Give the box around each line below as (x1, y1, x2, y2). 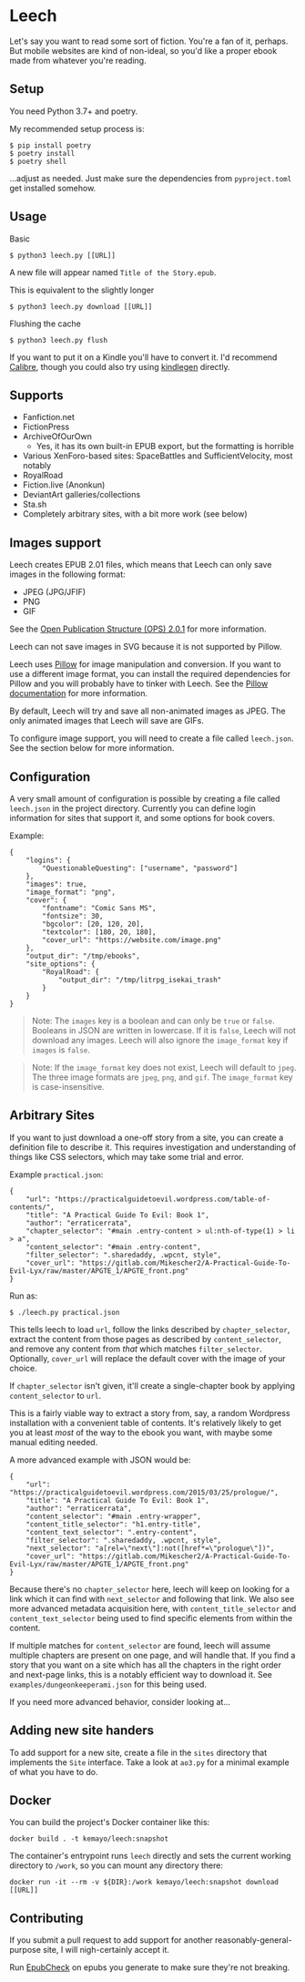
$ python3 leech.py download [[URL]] (9, 302, 153, 311)
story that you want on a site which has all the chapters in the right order (9, 1659, 282, 1670)
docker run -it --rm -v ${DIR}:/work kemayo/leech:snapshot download (9, 1878, 280, 1887)
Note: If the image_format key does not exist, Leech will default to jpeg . (31, 1063, 297, 1073)
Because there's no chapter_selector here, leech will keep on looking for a (9, 1583, 290, 1595)
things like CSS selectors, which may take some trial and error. (9, 1151, 244, 1162)
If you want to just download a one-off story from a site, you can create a (9, 1132, 284, 1143)
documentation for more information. (9, 688, 148, 699)
